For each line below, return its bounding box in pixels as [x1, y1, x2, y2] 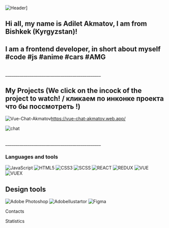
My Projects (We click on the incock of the [5, 86, 142, 95]
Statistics [5, 218, 25, 224]
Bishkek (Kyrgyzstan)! [5, 27, 78, 36]
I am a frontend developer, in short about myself [5, 45, 161, 53]
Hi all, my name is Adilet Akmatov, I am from [5, 19, 147, 28]
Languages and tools [5, 153, 59, 160]
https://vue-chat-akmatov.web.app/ [50, 116, 126, 122]
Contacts [5, 208, 24, 214]
